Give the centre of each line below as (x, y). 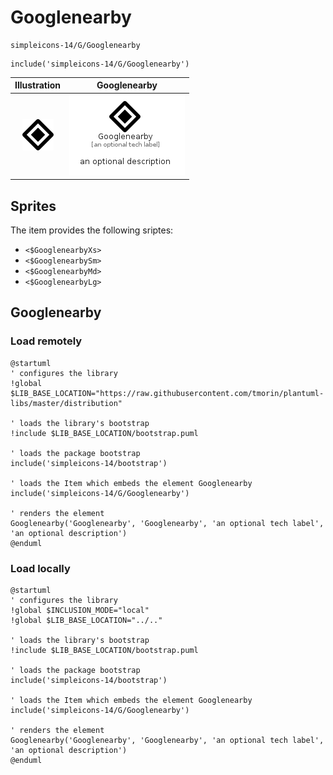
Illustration (38, 85)
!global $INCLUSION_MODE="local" (80, 610)
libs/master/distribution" (66, 403)
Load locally (40, 568)
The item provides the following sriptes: (92, 230)
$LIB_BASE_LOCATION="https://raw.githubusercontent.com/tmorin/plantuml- (167, 393)
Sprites (33, 206)
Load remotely (46, 341)
